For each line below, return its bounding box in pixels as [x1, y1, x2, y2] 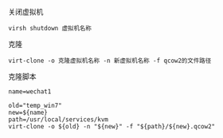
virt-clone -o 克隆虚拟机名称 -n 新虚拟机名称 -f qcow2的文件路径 [8, 57, 212, 65]
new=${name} [8, 108, 48, 116]
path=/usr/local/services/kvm [8, 116, 109, 124]
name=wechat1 [8, 88, 52, 96]
